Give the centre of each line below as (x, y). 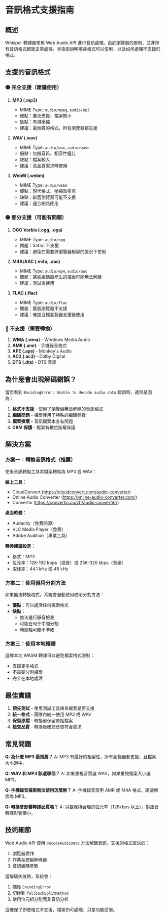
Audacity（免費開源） (34, 523)
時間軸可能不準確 (37, 630)
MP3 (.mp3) (25, 100)
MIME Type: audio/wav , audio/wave (54, 147)
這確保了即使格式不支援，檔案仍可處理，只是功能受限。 (61, 910)
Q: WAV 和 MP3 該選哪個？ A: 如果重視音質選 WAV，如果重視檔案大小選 (78, 773)
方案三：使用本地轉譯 (30, 644)
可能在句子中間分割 (39, 624)
